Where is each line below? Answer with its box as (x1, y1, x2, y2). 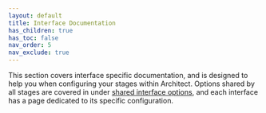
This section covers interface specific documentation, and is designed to (8, 71, 248, 80)
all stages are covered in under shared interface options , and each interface (8, 88, 258, 96)
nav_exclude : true (8, 49, 69, 56)
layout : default (8, 11, 62, 20)
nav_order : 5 (8, 41, 52, 49)
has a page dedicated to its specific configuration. (8, 96, 174, 105)
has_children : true (8, 26, 73, 34)
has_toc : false (8, 33, 59, 42)
